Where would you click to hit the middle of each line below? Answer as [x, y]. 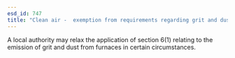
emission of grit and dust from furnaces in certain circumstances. [101, 47]
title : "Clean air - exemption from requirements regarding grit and [112, 20]
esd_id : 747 [24, 13]
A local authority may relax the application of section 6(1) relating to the [110, 39]
